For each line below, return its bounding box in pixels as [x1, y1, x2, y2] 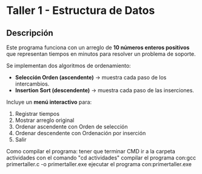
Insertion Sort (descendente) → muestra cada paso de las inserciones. [15, 87, 194, 94]
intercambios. [15, 80, 50, 87]
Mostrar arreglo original [15, 116, 75, 124]
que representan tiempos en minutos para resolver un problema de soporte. [6, 50, 196, 58]
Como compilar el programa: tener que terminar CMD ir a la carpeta [6, 148, 176, 155]
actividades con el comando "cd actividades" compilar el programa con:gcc [6, 154, 196, 161]
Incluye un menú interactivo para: [6, 98, 92, 105]
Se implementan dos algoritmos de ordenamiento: [6, 62, 132, 69]
